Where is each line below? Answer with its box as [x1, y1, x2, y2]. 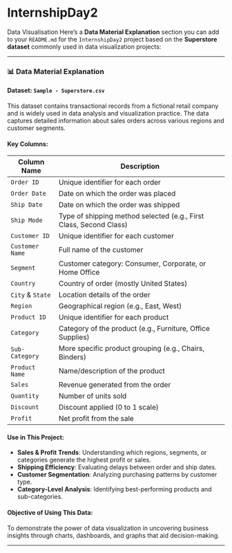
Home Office [58, 268, 100, 278]
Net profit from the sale [58, 414, 135, 424]
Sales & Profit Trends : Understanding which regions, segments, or [17, 448, 207, 457]
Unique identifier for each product [58, 313, 169, 323]
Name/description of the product [58, 366, 166, 376]
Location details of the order [58, 290, 151, 300]
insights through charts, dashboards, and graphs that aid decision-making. [7, 531, 220, 539]
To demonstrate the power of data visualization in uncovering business [7, 524, 209, 532]
